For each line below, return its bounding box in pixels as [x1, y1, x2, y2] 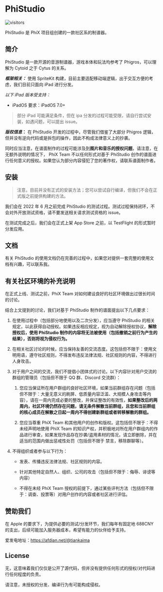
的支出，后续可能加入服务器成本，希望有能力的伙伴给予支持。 [5, 527, 129, 533]
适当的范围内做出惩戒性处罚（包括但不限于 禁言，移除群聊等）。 [19, 438, 147, 444]
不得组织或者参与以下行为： [12, 448, 68, 454]
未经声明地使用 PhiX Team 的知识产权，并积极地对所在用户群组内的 [19, 426, 154, 431]
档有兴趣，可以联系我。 [5, 261, 52, 267]
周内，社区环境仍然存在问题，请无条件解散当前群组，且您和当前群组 [19, 403, 156, 409]
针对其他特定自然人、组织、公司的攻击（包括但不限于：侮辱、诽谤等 [19, 469, 156, 475]
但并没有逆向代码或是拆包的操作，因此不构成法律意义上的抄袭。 [5, 135, 132, 141]
